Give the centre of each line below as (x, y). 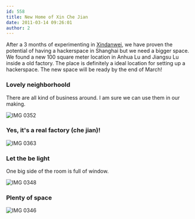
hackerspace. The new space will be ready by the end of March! (84, 70)
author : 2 (18, 28)
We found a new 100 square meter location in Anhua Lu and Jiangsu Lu (92, 57)
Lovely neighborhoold (38, 85)
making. (16, 104)
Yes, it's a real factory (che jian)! (53, 130)
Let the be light (28, 158)
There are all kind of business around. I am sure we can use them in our (93, 97)
